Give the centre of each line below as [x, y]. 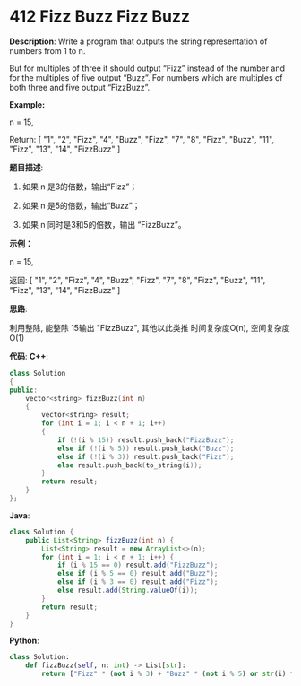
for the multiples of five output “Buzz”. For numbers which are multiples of [146, 77]
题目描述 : [26, 167]
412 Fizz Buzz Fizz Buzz [100, 17]
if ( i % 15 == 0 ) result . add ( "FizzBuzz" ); [138, 565]
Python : [24, 641]
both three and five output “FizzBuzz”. [80, 87]
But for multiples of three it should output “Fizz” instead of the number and [147, 68]
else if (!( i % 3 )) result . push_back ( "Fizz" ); [146, 456]
